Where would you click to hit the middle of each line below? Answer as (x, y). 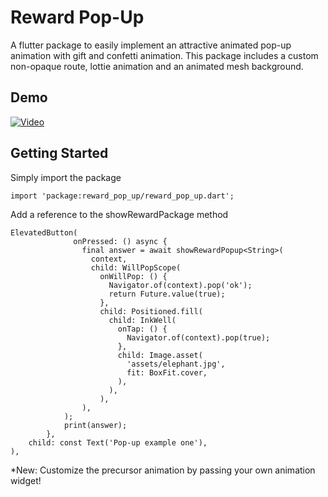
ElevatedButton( (44, 232)
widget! (26, 480)
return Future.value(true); (167, 294)
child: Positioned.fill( (151, 311)
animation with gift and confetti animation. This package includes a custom (164, 55)
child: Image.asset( (160, 355)
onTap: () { (142, 329)
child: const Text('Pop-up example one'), (118, 442)
